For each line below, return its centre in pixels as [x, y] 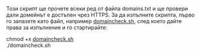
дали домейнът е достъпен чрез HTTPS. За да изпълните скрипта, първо [100, 15]
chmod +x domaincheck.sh [40, 39]
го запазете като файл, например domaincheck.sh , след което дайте [94, 21]
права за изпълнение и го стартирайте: [57, 27]
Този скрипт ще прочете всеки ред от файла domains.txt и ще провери [97, 9]
